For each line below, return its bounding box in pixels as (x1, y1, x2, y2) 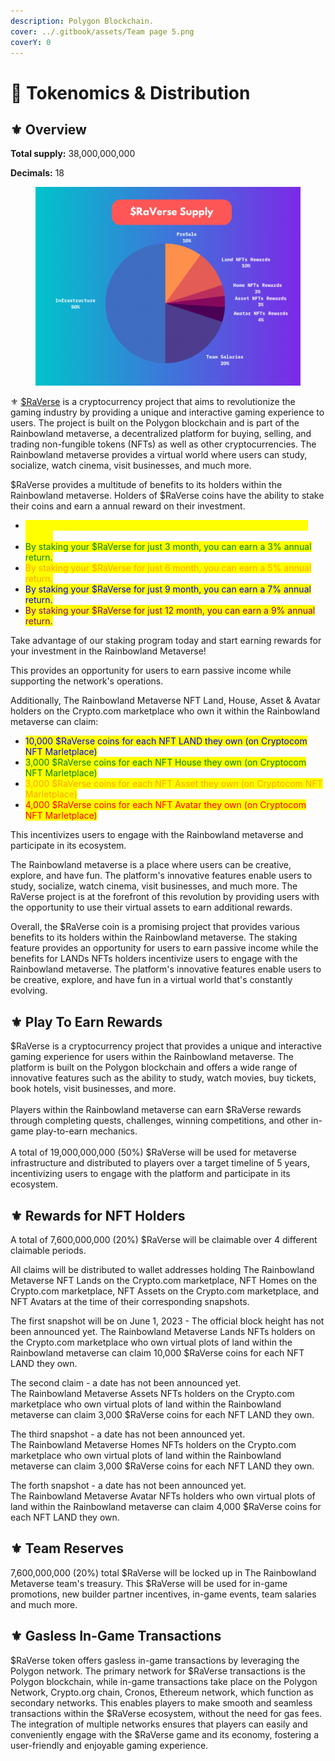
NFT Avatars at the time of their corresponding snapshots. (10, 1296, 250, 1307)
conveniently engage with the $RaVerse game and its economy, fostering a (10, 1728, 320, 1740)
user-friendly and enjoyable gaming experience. (10, 1739, 209, 1751)
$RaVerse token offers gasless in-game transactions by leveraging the (10, 1654, 300, 1666)
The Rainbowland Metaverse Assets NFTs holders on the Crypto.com (10, 1388, 295, 1399)
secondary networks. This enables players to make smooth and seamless (10, 1696, 313, 1709)
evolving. (10, 985, 48, 997)
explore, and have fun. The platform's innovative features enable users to (10, 870, 313, 882)
